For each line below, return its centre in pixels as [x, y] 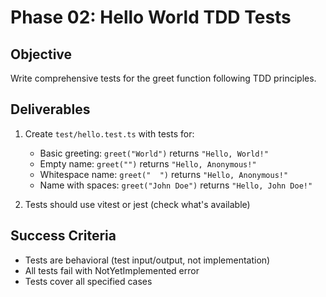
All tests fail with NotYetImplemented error [112, 270]
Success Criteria [63, 236]
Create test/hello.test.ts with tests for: [109, 133]
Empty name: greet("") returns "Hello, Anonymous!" [148, 163]
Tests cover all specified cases [88, 281]
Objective [41, 54]
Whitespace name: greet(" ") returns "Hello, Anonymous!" [164, 174]
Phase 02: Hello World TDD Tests [151, 17]
